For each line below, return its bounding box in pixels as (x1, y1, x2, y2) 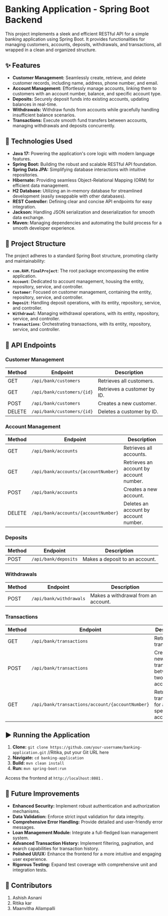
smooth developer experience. (12, 225, 76, 231)
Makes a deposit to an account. (82, 556, 156, 563)
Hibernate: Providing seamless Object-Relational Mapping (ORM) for (12, 177, 154, 183)
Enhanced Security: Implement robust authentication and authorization (12, 803, 160, 809)
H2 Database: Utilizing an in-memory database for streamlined (12, 188, 142, 194)
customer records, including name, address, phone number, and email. (12, 80, 158, 86)
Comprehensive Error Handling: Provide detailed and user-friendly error (12, 819, 163, 825)
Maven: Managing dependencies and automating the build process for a (12, 220, 162, 226)
